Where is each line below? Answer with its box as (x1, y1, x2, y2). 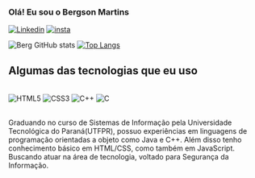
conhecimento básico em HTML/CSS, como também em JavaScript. (8, 143, 236, 153)
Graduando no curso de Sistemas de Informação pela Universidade (8, 118, 232, 127)
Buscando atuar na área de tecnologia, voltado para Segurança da (8, 152, 229, 162)
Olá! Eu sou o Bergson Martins (8, 6, 130, 18)
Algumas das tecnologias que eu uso (8, 64, 198, 77)
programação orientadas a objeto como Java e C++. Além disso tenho (8, 135, 242, 145)
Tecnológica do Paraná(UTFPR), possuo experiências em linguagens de (8, 126, 248, 136)
